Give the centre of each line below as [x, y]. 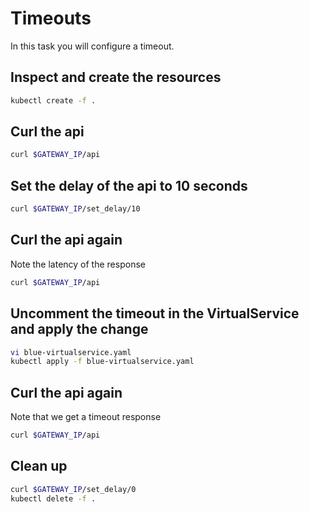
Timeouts [51, 18]
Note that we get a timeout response [86, 417]
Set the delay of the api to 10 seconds [129, 185]
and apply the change [79, 329]
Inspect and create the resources [116, 77]
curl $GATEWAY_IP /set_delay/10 [75, 209]
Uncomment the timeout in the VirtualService [155, 313]
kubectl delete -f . [53, 498]
